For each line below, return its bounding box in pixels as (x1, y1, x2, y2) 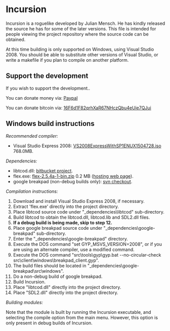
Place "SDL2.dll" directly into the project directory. (13, 289, 118, 296)
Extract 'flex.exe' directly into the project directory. (13, 203, 119, 210)
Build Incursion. (13, 278, 46, 284)
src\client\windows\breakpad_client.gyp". (13, 257, 99, 263)
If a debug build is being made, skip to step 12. (13, 219, 113, 226)
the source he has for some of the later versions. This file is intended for (6, 25, 156, 31)
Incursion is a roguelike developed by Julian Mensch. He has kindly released (6, 20, 165, 26)
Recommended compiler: (6, 133, 58, 139)
